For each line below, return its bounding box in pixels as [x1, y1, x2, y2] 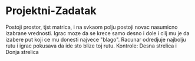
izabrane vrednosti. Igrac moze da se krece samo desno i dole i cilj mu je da [5, 29, 190, 36]
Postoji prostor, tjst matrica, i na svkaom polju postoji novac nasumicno [5, 23, 178, 30]
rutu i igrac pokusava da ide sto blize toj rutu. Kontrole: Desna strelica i [5, 42, 177, 49]
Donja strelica [5, 48, 39, 55]
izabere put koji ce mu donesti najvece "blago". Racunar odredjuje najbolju [5, 36, 186, 43]
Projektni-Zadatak [5, 4, 97, 18]
